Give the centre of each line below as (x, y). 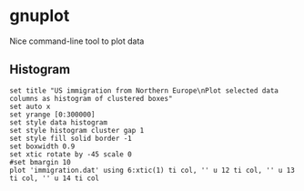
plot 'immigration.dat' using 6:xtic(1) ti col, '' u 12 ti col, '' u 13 (152, 170)
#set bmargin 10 (40, 162)
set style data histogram (58, 122)
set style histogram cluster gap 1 (77, 130)
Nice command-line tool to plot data (77, 41)
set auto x (30, 106)
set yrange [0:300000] (52, 115)
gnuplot (40, 16)
